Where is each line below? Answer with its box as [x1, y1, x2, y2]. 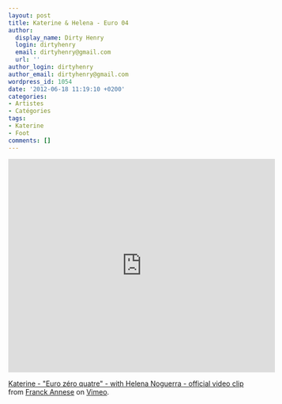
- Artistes [8, 100, 44, 108]
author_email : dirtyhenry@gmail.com [8, 70, 129, 78]
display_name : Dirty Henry [15, 33, 104, 42]
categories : [8, 93, 47, 100]
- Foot [8, 129, 30, 137]
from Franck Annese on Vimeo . [8, 387, 110, 396]
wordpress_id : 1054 [8, 77, 73, 85]
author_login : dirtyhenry [8, 63, 93, 71]
